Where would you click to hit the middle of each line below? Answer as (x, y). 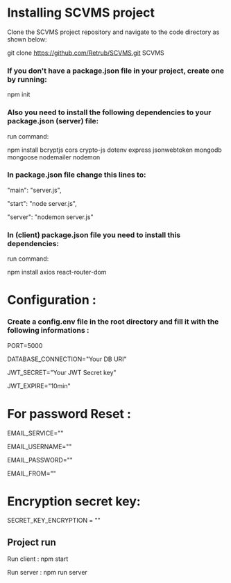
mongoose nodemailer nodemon (54, 157)
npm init (19, 94)
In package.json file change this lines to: (77, 175)
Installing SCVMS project (81, 13)
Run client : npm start (38, 559)
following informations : (48, 331)
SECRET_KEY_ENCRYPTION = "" (54, 521)
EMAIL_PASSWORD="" (40, 460)
